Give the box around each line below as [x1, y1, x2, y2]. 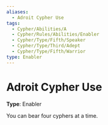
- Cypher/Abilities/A [12, 25, 67, 32]
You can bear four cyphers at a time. [6, 112, 98, 119]
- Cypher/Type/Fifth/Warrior [12, 49, 86, 55]
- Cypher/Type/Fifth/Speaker [12, 37, 86, 43]
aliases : [6, 8, 29, 15]
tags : [6, 20, 20, 26]
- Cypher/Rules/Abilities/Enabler [12, 32, 99, 38]
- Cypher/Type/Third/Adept [12, 43, 81, 49]
